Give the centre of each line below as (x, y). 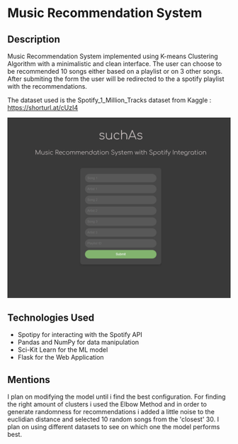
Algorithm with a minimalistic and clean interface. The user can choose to (115, 64)
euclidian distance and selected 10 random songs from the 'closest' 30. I (113, 419)
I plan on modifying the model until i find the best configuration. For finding (117, 397)
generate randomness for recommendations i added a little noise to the (111, 412)
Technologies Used (51, 317)
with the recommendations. (47, 86)
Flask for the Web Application (61, 357)
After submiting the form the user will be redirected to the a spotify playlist (116, 79)
